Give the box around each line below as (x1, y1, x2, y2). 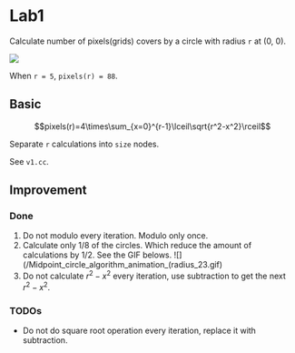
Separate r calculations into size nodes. (9, 138, 160, 149)
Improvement (9, 183, 87, 198)
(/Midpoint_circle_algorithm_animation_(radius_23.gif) (22, 259, 223, 270)
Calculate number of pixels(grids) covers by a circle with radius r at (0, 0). (9, 35, 287, 46)
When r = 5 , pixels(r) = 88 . (9, 70, 118, 81)
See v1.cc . (9, 156, 50, 166)
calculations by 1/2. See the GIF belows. (22, 249, 172, 260)
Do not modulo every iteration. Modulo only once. (22, 230, 209, 241)
